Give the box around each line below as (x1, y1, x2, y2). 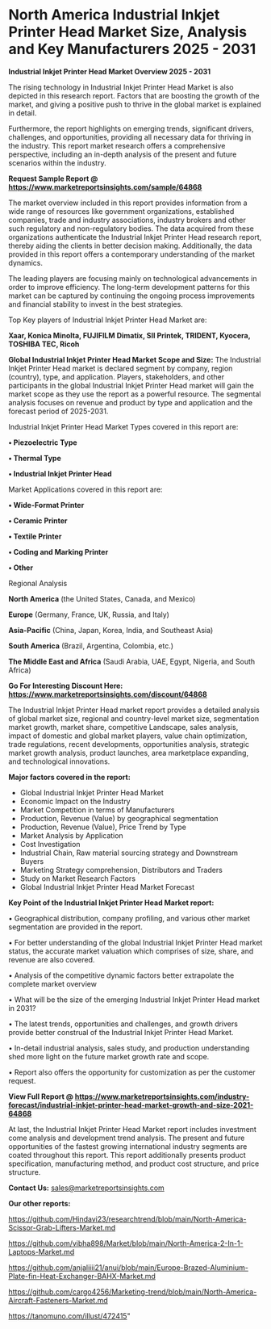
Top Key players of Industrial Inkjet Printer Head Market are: (8, 315, 207, 325)
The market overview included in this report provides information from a (8, 198, 248, 208)
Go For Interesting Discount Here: (8, 681, 123, 690)
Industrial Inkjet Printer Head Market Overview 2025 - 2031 (8, 66, 211, 76)
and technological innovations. (8, 757, 110, 766)
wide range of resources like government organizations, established (8, 206, 235, 216)
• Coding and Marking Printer (8, 547, 109, 556)
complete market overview (8, 979, 97, 988)
